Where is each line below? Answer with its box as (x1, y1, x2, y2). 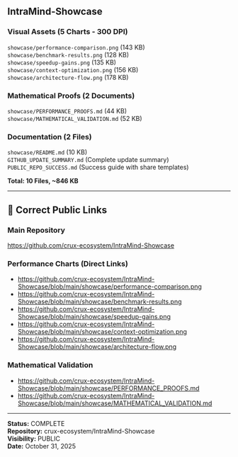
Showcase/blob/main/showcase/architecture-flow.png (17, 342, 177, 351)
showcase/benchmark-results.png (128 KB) (7, 50, 130, 59)
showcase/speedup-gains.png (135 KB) (7, 58, 117, 66)
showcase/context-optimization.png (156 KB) (7, 65, 139, 74)
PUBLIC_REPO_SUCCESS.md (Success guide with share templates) (7, 163, 189, 172)
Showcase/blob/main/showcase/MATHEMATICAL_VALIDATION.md (17, 399, 212, 407)
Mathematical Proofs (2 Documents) (7, 91, 135, 100)
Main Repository (7, 225, 66, 235)
